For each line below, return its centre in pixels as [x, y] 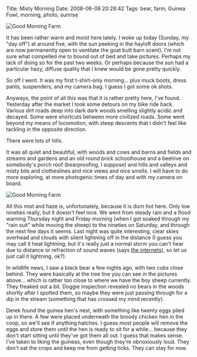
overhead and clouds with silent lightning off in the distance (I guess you [94, 237]
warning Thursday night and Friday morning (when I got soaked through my [98, 219]
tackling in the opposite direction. [46, 129]
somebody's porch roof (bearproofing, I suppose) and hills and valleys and [97, 165]
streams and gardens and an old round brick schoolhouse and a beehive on [98, 158]
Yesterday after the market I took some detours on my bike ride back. [90, 104]
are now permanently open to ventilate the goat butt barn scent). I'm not [94, 50]
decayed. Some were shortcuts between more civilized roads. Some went [96, 117]
